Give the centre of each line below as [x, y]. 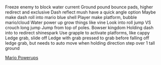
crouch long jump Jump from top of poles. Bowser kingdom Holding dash [79, 28]
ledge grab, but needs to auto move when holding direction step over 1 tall [80, 43]
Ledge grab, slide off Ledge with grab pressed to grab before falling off [77, 38]
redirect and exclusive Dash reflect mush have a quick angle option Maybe [80, 12]
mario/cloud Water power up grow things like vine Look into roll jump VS [78, 22]
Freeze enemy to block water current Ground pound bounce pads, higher [79, 7]
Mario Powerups [22, 57]
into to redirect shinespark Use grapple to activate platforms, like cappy [78, 33]
